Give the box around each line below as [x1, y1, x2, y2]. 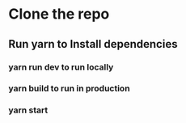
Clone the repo [8, 5, 110, 23]
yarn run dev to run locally [8, 61, 114, 73]
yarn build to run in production [8, 83, 131, 94]
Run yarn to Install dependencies [8, 37, 178, 51]
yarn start [8, 104, 49, 116]
